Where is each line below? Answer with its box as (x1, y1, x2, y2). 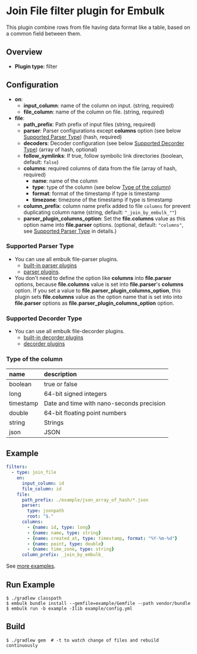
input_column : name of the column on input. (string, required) (23, 102, 175, 109)
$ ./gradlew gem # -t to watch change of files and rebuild (6, 637, 159, 643)
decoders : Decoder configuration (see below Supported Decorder (23, 139, 185, 147)
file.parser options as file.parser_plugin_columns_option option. (14, 300, 175, 307)
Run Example (6, 580, 55, 590)
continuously (6, 642, 38, 648)
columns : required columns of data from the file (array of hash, (23, 164, 178, 172)
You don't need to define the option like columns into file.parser (14, 274, 172, 281)
